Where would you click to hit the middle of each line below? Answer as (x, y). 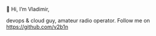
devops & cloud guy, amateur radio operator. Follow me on (78, 20)
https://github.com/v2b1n (37, 27)
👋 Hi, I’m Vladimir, (28, 9)
